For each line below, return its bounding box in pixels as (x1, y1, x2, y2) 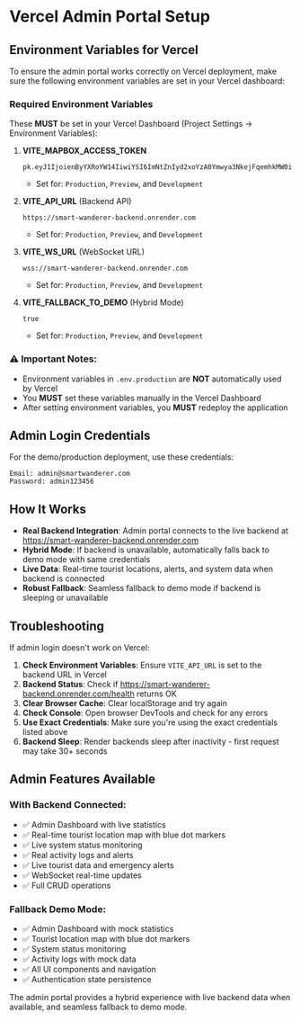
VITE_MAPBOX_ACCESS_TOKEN (22, 146, 147, 157)
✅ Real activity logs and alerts (22, 849, 134, 860)
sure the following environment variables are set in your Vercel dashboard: (9, 76, 286, 86)
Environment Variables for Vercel (9, 42, 199, 58)
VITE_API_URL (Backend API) (22, 196, 132, 207)
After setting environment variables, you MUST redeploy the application (22, 402, 289, 413)
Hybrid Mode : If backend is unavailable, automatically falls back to (22, 544, 269, 555)
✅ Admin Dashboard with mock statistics (22, 924, 174, 935)
